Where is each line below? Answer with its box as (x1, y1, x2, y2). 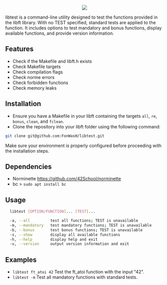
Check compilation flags (12, 68, 63, 75)
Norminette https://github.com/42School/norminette (12, 176, 121, 182)
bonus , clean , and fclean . (12, 118, 64, 124)
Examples (5, 255, 37, 264)
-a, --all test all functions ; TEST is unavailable (10, 218, 138, 223)
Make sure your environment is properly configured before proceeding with (5, 142, 162, 149)
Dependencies (5, 162, 52, 171)
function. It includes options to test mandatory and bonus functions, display (5, 25, 162, 31)
